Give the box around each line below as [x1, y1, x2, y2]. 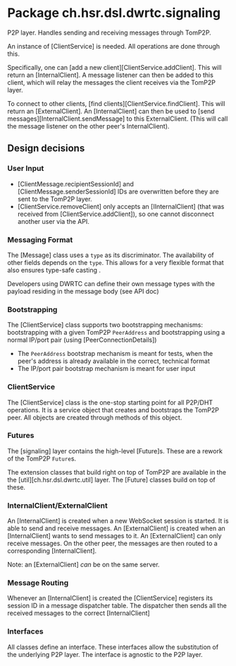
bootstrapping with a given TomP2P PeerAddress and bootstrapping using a [7, 328, 225, 337]
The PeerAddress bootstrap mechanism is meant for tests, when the [17, 350, 213, 358]
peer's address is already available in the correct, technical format [17, 357, 210, 365]
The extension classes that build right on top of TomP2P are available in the [7, 468, 227, 476]
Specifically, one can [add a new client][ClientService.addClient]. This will [7, 63, 222, 71]
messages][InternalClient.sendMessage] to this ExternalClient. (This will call [7, 114, 228, 123]
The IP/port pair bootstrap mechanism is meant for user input [17, 364, 196, 373]
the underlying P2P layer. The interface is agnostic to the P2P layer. [7, 650, 203, 658]
